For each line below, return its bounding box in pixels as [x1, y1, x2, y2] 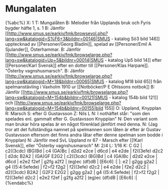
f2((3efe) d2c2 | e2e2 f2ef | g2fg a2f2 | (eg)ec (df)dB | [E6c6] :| [5, 174, 137, 180]
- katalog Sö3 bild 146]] [111, 36, 160, 42]
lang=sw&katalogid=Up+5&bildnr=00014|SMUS [5, 57, 104, 63]
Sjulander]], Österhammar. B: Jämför [5, 46, 81, 52]
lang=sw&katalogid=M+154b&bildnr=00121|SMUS [5, 94, 108, 101]
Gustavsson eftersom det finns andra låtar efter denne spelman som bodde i [5, 132, 163, 138]
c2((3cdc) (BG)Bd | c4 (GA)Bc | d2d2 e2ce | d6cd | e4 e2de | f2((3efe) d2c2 [5, 148, 163, 154]
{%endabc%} [5, 179, 34, 186]
